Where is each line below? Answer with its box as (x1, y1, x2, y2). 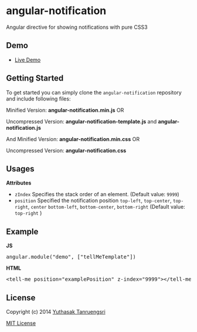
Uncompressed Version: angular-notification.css (6, 147, 127, 154)
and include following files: (6, 95, 71, 102)
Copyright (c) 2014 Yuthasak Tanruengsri (6, 308, 106, 315)
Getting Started (6, 73, 64, 83)
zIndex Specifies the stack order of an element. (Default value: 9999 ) (14, 191, 180, 198)
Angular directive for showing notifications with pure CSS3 (6, 24, 148, 31)
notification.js (6, 124, 41, 131)
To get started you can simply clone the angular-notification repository (6, 89, 182, 96)
